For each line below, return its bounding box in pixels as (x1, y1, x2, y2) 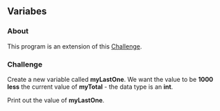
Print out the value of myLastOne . (7, 96, 105, 104)
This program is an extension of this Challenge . (7, 42, 142, 51)
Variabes (7, 6, 47, 17)
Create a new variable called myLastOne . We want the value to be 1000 (7, 75, 214, 83)
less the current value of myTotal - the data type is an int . (7, 83, 174, 91)
